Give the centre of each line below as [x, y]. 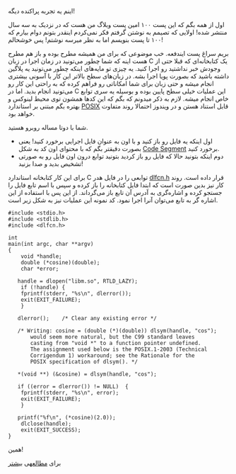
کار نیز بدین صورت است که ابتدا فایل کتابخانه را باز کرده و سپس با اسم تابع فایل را [116, 185]
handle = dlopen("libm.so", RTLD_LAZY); [78, 281]
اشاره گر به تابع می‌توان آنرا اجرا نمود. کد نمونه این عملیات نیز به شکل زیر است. [113, 200]
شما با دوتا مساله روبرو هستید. [48, 127]
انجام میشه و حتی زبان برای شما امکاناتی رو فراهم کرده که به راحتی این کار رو [111, 84]
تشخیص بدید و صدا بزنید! [51, 164]
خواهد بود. [21, 114]
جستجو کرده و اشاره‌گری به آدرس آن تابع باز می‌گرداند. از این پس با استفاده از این [115, 192]
